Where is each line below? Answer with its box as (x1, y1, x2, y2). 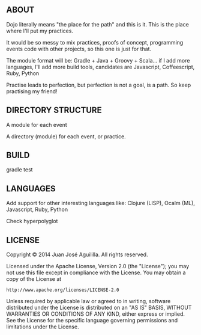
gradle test (6, 166, 33, 173)
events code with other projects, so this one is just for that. (6, 45, 152, 52)
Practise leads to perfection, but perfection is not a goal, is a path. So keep (6, 81, 191, 88)
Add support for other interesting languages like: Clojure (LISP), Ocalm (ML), (6, 200, 195, 207)
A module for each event (6, 121, 67, 128)
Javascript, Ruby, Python (6, 206, 68, 213)
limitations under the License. (6, 323, 79, 330)
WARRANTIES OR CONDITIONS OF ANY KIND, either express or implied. (6, 310, 185, 318)
